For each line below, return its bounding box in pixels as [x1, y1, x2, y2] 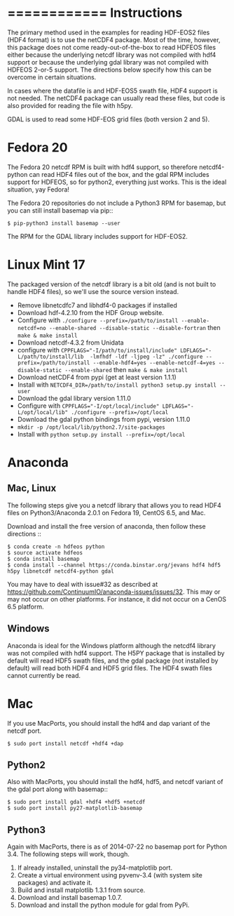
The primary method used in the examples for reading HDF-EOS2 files [7, 28, 210, 36]
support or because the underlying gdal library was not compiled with [7, 58, 209, 66]
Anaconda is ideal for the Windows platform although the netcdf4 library [7, 641, 216, 650]
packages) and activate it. [17, 879, 92, 887]
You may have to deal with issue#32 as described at [7, 580, 158, 588]
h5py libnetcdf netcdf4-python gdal [7, 567, 114, 575]
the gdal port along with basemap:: [7, 785, 109, 794]
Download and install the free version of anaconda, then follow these [7, 522, 206, 531]
